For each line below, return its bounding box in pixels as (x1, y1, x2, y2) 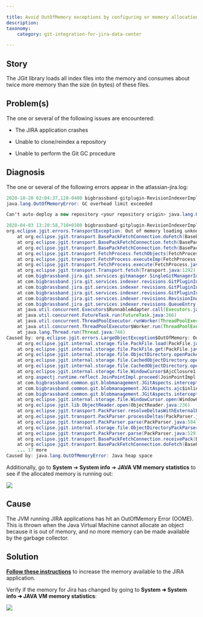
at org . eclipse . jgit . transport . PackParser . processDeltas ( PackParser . (17, 413, 196, 420)
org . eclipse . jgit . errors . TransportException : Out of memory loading (6, 228, 182, 234)
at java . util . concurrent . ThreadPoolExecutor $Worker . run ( (17, 324, 164, 330)
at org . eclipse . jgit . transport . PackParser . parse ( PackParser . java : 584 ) (17, 419, 199, 425)
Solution (6, 552, 39, 562)
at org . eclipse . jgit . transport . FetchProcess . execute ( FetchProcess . (17, 262, 190, 268)
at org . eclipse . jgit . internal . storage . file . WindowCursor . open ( (17, 396, 180, 402)
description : (6, 19, 39, 26)
